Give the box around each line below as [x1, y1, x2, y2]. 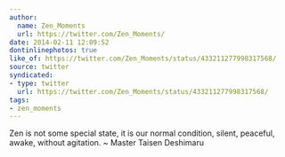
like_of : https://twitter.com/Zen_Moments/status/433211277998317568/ [9, 54, 277, 63]
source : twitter [9, 63, 69, 72]
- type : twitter [9, 79, 69, 88]
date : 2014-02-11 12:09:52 [9, 37, 110, 47]
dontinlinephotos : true [9, 46, 98, 55]
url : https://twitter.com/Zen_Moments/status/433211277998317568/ [17, 87, 269, 96]
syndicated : [9, 71, 53, 80]
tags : [9, 95, 29, 105]
